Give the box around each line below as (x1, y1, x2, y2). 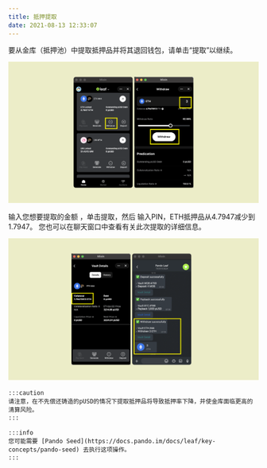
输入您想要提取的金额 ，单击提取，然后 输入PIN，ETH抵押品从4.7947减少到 (8, 212, 256, 222)
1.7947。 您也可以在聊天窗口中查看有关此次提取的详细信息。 (8, 222, 206, 232)
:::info (8, 429, 34, 437)
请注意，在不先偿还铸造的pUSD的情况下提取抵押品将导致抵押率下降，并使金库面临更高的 (8, 398, 253, 406)
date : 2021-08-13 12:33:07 (8, 21, 98, 29)
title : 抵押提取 (8, 13, 57, 21)
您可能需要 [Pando (8, 438, 64, 446)
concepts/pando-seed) (8, 446, 80, 454)
